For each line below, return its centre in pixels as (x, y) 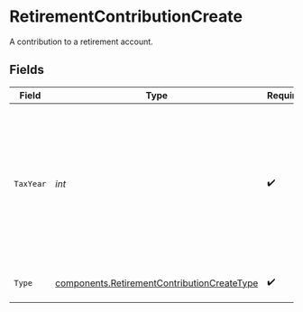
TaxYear (30, 184)
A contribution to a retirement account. (81, 41)
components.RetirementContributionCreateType (157, 283)
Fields (27, 70)
